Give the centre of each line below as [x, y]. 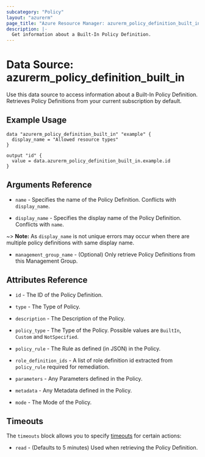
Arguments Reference [49, 185]
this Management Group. [46, 261]
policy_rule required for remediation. [62, 367]
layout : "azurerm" [30, 18]
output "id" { [24, 155]
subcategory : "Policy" [35, 12]
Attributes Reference [47, 280]
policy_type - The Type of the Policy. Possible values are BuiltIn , [98, 330]
